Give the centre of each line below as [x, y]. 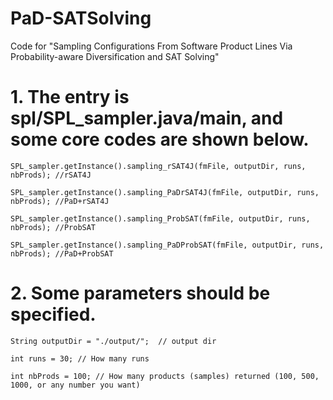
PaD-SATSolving [81, 18]
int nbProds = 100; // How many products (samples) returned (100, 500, [165, 376]
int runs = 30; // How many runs [80, 358]
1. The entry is [70, 97]
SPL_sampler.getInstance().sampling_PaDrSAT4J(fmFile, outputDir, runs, [165, 192]
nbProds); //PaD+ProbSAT [62, 253]
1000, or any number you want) [75, 385]
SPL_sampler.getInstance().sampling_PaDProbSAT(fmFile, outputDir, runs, [167, 245]
